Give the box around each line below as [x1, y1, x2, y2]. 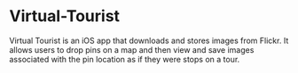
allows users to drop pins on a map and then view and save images [9, 44, 255, 55]
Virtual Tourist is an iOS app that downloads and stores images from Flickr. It [9, 35, 289, 46]
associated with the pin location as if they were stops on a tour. [9, 54, 240, 64]
